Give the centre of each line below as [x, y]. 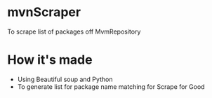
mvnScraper [44, 12]
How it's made [50, 60]
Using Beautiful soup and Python [65, 79]
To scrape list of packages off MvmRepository [74, 31]
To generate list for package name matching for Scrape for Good [111, 86]
